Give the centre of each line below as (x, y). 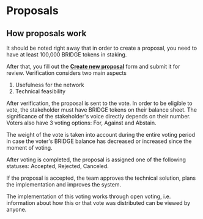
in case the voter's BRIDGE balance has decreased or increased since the (99, 141)
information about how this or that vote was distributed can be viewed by (98, 203)
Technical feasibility (40, 91)
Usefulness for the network (50, 85)
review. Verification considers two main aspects (67, 73)
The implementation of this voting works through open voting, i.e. (89, 196)
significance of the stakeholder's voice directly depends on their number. (98, 116)
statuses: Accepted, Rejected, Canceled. (57, 166)
